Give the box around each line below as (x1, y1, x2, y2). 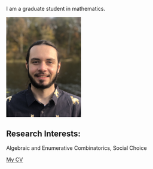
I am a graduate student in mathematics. (6, 5, 106, 12)
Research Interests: (6, 129, 81, 139)
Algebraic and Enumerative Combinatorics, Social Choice (6, 144, 148, 152)
